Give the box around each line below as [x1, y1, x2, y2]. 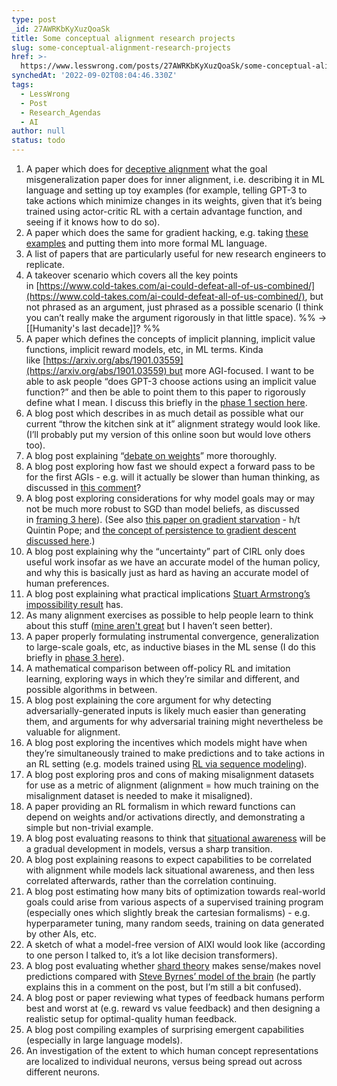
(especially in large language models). [25, 1034, 183, 1046]
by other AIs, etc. [25, 928, 97, 940]
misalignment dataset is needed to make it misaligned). [25, 790, 253, 801]
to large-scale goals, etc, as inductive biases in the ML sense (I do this [25, 641, 317, 653]
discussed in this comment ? [25, 482, 142, 493]
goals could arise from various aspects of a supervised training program [25, 896, 324, 908]
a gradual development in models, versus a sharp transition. [25, 843, 273, 855]
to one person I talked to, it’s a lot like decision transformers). [25, 949, 278, 961]
